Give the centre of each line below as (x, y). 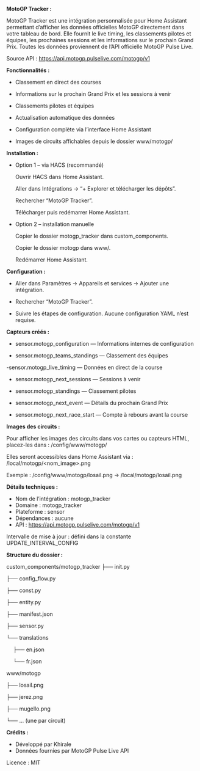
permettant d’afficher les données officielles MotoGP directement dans (95, 27)
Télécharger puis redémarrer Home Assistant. (72, 212)
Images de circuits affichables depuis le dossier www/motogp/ (94, 141)
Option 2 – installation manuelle (55, 224)
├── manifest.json (30, 614)
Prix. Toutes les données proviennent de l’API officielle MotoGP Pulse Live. (100, 46)
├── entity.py (24, 602)
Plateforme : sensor (40, 512)
